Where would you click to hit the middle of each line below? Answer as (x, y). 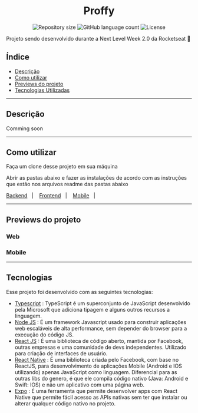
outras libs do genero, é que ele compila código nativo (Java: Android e (101, 378)
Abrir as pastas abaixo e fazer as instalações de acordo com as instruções (97, 178)
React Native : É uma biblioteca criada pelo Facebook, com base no (97, 359)
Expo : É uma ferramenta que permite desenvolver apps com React (96, 391)
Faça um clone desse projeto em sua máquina (62, 167)
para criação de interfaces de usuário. (61, 353)
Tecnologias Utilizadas (42, 90)
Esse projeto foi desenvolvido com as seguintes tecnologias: (80, 292)
